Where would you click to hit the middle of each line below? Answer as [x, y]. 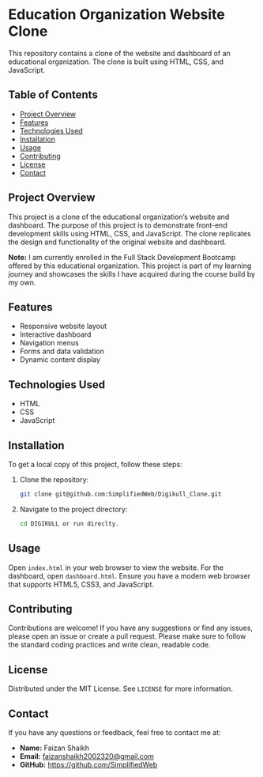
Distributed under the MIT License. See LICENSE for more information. [120, 688]
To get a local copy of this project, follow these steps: [96, 464]
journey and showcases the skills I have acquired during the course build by [131, 273]
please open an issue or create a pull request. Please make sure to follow [127, 636]
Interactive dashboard [55, 334]
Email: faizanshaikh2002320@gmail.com [86, 756]
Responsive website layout [63, 326]
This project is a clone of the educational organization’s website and [119, 217]
